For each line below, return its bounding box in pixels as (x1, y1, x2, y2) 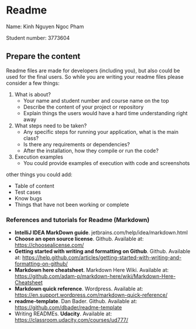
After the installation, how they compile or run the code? (23, 147, 159, 154)
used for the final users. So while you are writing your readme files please (6, 73, 184, 80)
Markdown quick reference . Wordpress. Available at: (14, 286, 143, 293)
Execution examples (14, 153, 63, 160)
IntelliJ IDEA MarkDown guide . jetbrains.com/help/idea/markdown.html (14, 229, 188, 236)
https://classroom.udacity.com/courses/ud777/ (14, 317, 129, 324)
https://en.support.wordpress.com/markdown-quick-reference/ (14, 291, 168, 298)
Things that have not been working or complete (14, 201, 129, 208)
